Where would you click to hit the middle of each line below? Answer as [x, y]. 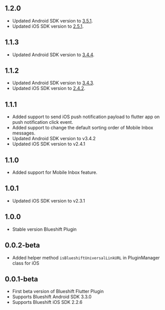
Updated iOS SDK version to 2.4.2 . [49, 88]
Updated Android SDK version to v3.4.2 [54, 139]
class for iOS [26, 263]
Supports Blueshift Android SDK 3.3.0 [52, 297]
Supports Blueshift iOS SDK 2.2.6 [47, 302]
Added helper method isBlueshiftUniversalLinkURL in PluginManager [86, 257]
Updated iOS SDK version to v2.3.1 [48, 201]
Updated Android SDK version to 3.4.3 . [53, 83]
